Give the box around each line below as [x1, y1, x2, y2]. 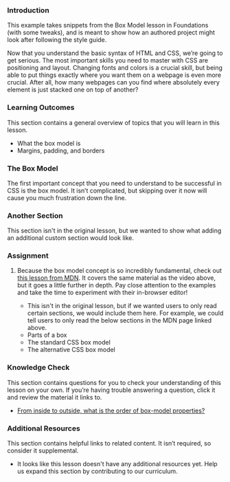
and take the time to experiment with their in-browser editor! [16, 288, 188, 297]
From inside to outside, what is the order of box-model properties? [16, 406, 205, 415]
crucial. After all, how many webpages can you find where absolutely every [7, 78, 220, 87]
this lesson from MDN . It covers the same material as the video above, [16, 274, 216, 282]
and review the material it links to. [7, 393, 102, 401]
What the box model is [16, 139, 81, 147]
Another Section [7, 210, 63, 220]
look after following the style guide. [7, 36, 107, 44]
